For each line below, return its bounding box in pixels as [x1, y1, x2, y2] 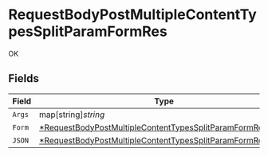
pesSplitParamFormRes [8, 22, 167, 41]
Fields [8, 72, 40, 85]
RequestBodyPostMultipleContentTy [8, 6, 257, 24]
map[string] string [38, 109, 105, 120]
